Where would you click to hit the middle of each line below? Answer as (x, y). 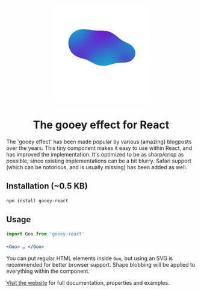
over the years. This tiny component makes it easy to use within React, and (99, 148)
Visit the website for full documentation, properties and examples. (88, 283)
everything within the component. (48, 271)
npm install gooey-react (37, 200)
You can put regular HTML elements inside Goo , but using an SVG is (90, 258)
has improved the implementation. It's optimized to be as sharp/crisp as (95, 154)
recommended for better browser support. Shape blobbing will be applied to (101, 265)
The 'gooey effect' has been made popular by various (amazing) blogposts (99, 141)
